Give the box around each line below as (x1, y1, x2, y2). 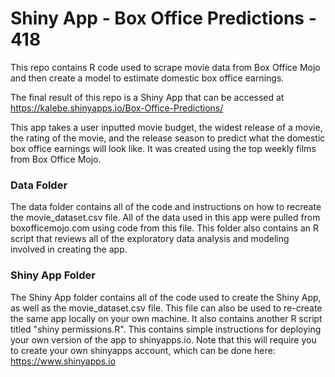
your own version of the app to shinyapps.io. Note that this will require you (10, 333, 317, 346)
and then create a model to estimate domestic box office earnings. (10, 72, 285, 84)
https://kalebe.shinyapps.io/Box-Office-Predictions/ (10, 102, 224, 114)
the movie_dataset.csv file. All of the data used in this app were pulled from (10, 212, 321, 224)
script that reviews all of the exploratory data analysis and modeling (10, 233, 290, 245)
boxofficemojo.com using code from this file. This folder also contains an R (10, 222, 319, 234)
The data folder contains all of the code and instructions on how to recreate (10, 201, 322, 213)
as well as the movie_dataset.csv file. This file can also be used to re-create (10, 302, 323, 314)
